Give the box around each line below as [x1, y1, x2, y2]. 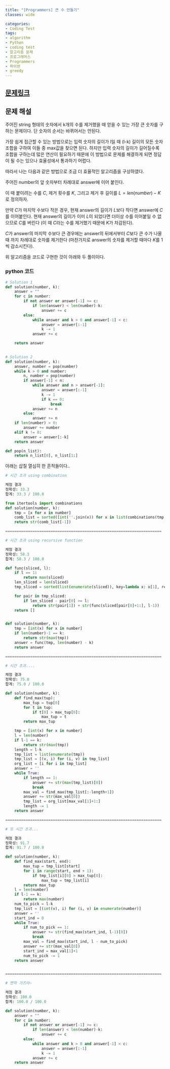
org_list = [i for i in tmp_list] [14, 761, 87, 767]
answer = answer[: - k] [23, 434, 69, 440]
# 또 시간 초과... [5, 826, 39, 831]
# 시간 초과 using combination [5, 473, 67, 478]
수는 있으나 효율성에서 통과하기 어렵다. [16, 158, 92, 164]
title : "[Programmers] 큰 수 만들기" [5, 7, 79, 13]
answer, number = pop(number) [14, 364, 78, 369]
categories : [5, 21, 30, 26]
